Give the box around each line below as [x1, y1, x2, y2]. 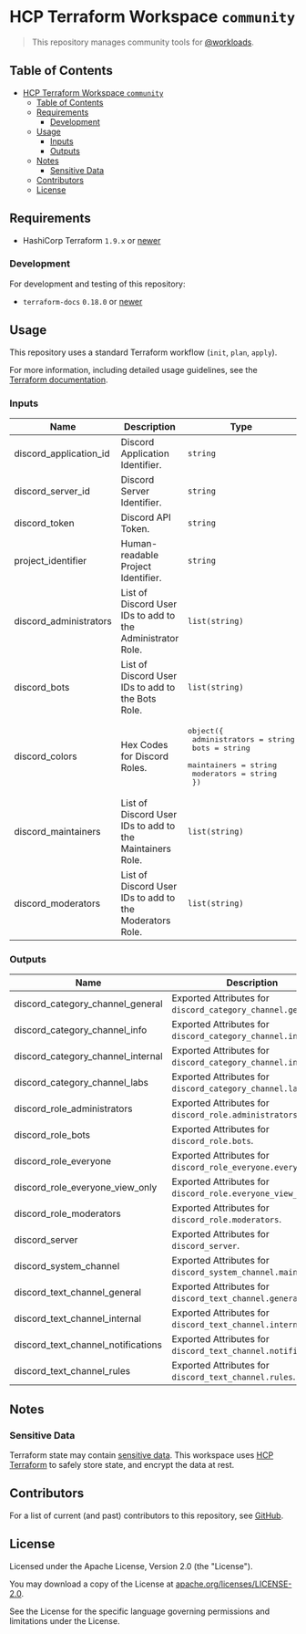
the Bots [120, 692, 157, 704]
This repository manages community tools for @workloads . [31, 36, 255, 47]
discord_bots [14, 681, 70, 693]
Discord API [120, 511, 171, 524]
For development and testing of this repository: [9, 278, 186, 289]
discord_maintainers [14, 825, 101, 838]
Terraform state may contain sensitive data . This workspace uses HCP [9, 1449, 274, 1461]
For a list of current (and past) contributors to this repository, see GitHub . [9, 1510, 284, 1521]
